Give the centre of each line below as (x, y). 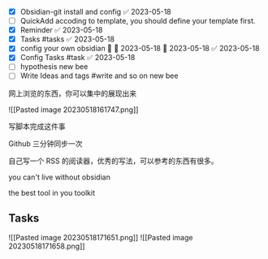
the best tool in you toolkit (52, 192)
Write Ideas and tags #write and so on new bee (99, 76)
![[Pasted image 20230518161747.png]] (73, 110)
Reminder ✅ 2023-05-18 (61, 30)
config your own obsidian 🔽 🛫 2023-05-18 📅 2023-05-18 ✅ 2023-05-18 (140, 49)
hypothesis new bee (54, 67)
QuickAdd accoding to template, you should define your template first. (138, 21)
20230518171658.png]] (47, 246)
